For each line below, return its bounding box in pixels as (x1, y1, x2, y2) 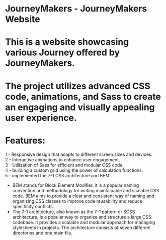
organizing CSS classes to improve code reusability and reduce (12, 198, 143, 204)
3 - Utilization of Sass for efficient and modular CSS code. (5, 162, 124, 168)
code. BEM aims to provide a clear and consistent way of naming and (12, 193, 155, 199)
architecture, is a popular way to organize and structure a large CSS (12, 214, 152, 220)
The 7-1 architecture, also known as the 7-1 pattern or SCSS (12, 209, 135, 215)
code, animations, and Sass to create (5, 91, 161, 102)
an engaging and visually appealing (5, 102, 155, 113)
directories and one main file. (12, 230, 73, 236)
